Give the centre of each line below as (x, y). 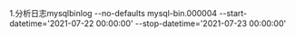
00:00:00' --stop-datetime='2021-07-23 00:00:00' (191, 24)
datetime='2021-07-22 (52, 24)
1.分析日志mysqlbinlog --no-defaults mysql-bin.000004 (113, 13)
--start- (233, 13)
